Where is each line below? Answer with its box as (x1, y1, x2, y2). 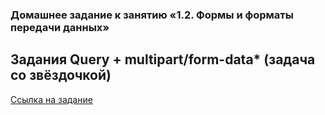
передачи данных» (10, 20, 110, 34)
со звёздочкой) (10, 67, 112, 84)
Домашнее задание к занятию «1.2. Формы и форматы (10, 8, 294, 22)
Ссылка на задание (10, 93, 93, 105)
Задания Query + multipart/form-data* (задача (10, 51, 316, 68)
